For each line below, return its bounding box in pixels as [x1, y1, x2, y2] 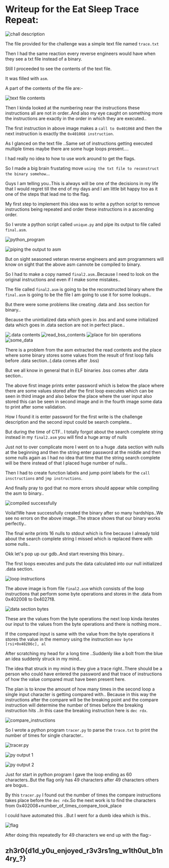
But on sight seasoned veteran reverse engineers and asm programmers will [5, 256, 164, 262]
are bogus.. [5, 782, 29, 788]
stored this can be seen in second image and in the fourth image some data [5, 398, 162, 404]
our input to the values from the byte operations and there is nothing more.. [5, 621, 162, 627]
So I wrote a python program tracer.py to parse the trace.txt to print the [5, 727, 158, 733]
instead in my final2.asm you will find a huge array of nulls [5, 434, 127, 440]
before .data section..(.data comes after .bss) [5, 357, 99, 364]
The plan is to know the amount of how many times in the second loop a [5, 686, 155, 692]
